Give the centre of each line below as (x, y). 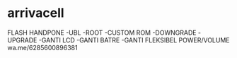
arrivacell (36, 13)
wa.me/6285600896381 (42, 47)
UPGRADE (22, 40)
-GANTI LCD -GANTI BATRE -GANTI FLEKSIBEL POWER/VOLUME (134, 40)
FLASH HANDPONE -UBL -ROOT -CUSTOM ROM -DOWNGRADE (102, 33)
